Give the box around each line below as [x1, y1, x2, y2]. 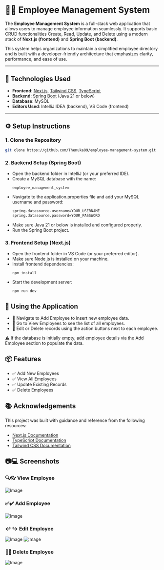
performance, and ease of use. [5, 56, 67, 62]
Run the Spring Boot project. [12, 227, 70, 233]
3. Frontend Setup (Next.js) [5, 240, 71, 246]
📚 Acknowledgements [5, 402, 76, 410]
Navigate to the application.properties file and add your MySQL [12, 194, 140, 200]
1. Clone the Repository [5, 137, 61, 144]
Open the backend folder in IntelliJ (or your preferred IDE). [12, 171, 130, 176]
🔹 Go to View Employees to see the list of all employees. [12, 320, 125, 327]
